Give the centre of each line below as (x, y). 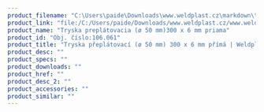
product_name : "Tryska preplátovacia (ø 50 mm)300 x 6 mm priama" (119, 30)
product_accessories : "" (48, 89)
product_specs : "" (37, 60)
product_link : (31, 23)
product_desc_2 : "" (39, 81)
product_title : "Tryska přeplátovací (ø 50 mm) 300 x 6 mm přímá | (121, 45)
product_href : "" (36, 74)
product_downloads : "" (45, 67)
